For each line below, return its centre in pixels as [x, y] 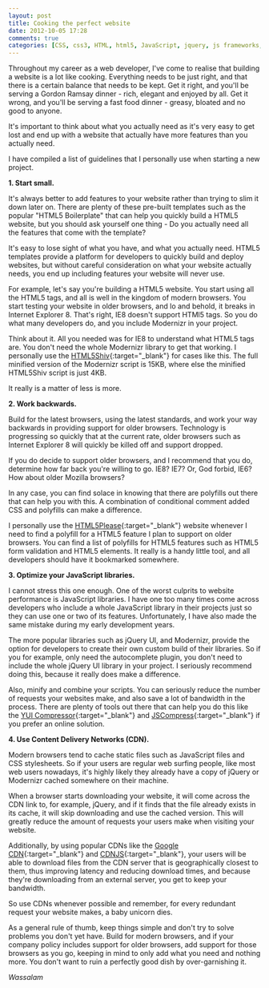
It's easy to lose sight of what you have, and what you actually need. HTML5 [134, 248]
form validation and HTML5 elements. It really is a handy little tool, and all [129, 551]
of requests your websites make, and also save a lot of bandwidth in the [127, 699]
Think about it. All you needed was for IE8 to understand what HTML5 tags [131, 339]
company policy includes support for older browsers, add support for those [132, 945]
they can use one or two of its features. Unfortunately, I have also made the [132, 616]
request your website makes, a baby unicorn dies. [90, 912]
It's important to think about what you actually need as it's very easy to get [131, 127]
